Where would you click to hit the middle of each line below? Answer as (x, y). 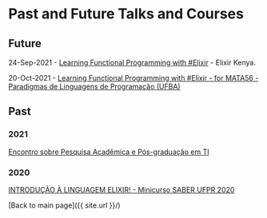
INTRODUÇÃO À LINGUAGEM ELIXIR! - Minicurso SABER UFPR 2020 (122, 189)
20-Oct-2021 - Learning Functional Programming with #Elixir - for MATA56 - (133, 78)
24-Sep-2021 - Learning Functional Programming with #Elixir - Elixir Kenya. (132, 62)
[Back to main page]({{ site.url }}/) (65, 205)
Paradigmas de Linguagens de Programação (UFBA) (95, 86)
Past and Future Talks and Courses (126, 14)
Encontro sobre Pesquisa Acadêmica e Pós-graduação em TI (109, 152)
